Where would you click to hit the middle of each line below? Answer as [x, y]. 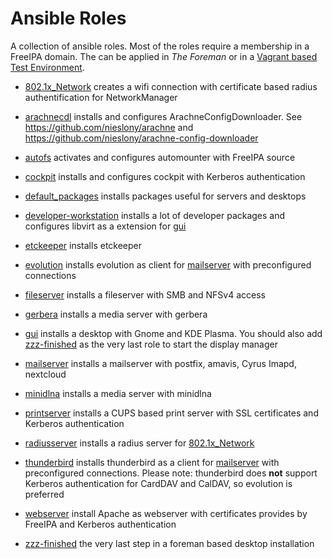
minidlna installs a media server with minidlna [118, 393]
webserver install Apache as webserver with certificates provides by [166, 513]
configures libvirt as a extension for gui [105, 226]
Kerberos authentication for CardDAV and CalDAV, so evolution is [158, 483]
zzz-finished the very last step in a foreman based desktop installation [169, 543]
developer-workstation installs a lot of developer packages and [155, 215]
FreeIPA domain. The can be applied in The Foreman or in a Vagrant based [164, 56]
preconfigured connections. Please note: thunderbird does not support [171, 473]
